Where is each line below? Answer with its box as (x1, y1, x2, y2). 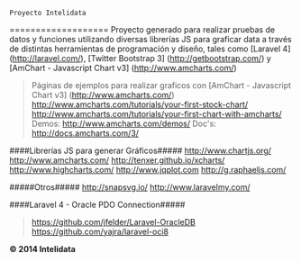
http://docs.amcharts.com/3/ (31, 128, 140, 139)
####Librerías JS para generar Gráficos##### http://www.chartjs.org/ (9, 145, 272, 156)
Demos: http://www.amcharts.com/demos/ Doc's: (31, 118, 216, 129)
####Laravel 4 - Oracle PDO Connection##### (9, 199, 186, 210)
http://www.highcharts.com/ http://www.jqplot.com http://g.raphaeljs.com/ (9, 165, 287, 175)
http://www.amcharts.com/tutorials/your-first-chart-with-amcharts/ (31, 109, 282, 119)
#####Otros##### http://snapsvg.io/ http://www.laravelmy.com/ (9, 182, 251, 193)
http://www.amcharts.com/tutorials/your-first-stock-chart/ (31, 99, 249, 110)
